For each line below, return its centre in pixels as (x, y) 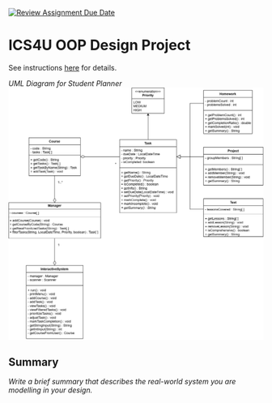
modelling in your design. (51, 390)
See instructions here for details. (63, 67)
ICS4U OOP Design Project (100, 45)
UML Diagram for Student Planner (65, 83)
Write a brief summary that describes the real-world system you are (122, 382)
